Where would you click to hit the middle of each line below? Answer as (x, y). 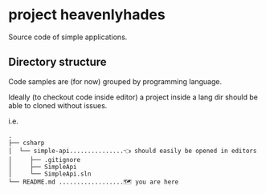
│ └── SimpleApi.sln (50, 174)
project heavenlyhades (87, 15)
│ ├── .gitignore (45, 160)
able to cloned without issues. (58, 105)
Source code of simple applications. (68, 37)
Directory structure (57, 62)
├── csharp (27, 143)
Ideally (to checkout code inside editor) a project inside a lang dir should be (133, 97)
